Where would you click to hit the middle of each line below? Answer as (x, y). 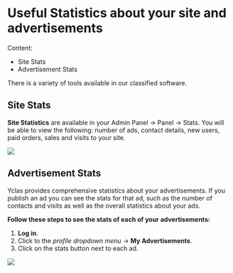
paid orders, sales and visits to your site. (66, 137)
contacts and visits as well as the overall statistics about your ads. (104, 205)
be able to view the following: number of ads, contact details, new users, (114, 130)
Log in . (28, 233)
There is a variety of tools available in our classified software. (97, 82)
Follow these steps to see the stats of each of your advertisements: (109, 219)
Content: (20, 48)
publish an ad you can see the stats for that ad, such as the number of (110, 198)
